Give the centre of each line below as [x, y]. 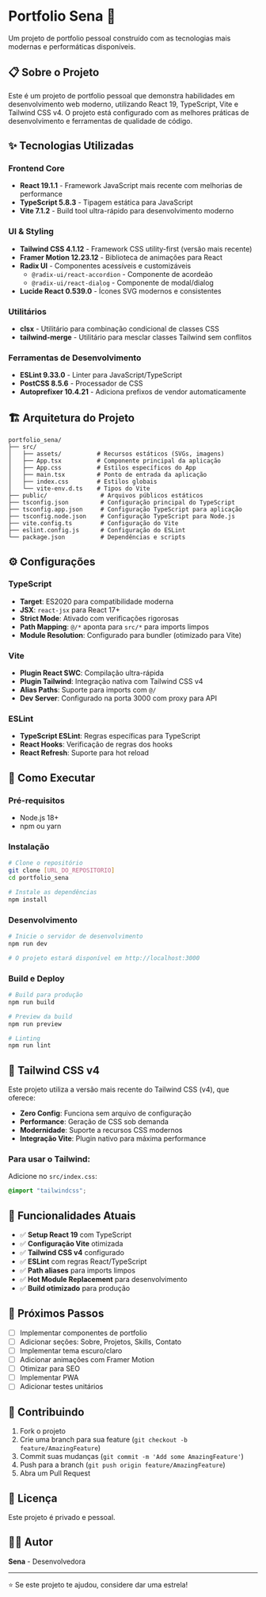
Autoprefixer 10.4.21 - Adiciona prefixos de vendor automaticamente [133, 392]
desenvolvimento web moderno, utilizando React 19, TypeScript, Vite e [123, 104]
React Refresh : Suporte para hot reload [84, 753]
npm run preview [35, 1024]
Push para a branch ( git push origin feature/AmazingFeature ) [122, 1465]
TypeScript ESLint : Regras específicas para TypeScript [110, 736]
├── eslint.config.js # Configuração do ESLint [97, 531]
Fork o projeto [42, 1431]
